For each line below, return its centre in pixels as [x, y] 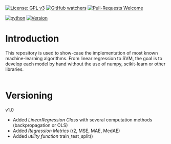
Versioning [29, 96]
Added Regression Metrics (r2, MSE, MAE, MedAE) [66, 131]
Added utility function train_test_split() [53, 136]
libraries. [15, 69]
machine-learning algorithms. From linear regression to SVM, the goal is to [84, 58]
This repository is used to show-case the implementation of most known [82, 53]
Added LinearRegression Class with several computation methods [82, 120]
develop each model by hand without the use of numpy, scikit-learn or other [85, 64]
